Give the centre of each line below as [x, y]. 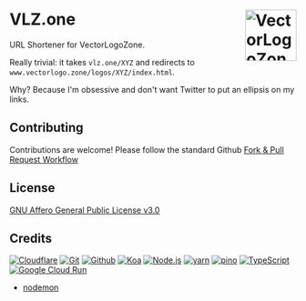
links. [20, 99]
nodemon [41, 287]
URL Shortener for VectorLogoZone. [77, 45]
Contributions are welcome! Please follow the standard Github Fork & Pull [147, 149]
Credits [31, 238]
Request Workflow [44, 159]
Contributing [46, 128]
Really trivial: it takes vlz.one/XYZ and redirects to [102, 62]
